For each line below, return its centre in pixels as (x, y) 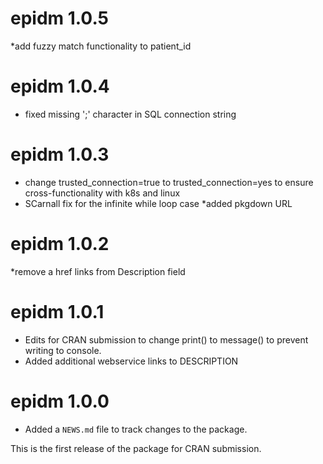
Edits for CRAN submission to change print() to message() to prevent (166, 339)
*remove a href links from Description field (98, 271)
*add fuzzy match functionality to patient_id (101, 46)
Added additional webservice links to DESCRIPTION (131, 361)
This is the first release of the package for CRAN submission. (136, 448)
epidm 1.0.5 (60, 18)
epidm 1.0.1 (57, 311)
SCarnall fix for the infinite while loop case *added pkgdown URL (158, 203)
